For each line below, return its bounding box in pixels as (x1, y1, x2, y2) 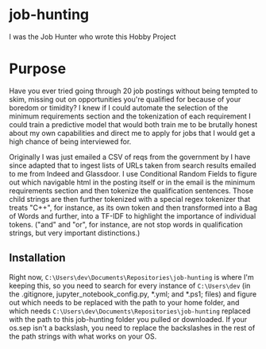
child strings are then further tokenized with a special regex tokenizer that (9, 194, 251, 204)
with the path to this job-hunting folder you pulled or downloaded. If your (9, 314, 248, 324)
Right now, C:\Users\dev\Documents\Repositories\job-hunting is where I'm (9, 272, 254, 281)
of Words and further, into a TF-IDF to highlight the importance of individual (9, 211, 256, 220)
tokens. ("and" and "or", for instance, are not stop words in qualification (9, 219, 243, 229)
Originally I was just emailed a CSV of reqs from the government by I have (9, 152, 251, 161)
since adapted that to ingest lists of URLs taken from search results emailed (9, 161, 256, 170)
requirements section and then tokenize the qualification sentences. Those (9, 185, 253, 196)
